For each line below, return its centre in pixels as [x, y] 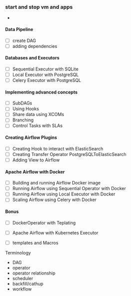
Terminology [18, 252]
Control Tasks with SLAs [37, 125]
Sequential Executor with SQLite [45, 69]
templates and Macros [35, 242]
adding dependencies [35, 46]
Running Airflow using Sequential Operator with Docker [69, 188]
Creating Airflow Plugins [31, 137]
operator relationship [34, 273]
